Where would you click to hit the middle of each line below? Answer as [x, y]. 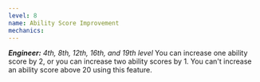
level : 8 [23, 16]
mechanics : [26, 30]
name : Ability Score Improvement [64, 23]
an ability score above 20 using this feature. [81, 70]
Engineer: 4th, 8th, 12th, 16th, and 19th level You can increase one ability [128, 53]
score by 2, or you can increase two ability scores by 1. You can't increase [130, 61]
